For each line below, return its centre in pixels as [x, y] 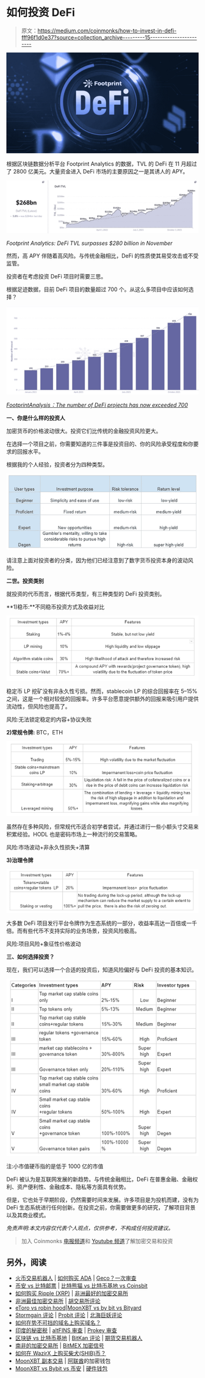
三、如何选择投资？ [31, 957]
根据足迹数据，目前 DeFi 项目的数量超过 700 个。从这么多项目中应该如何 [98, 289]
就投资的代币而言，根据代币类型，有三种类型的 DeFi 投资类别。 [86, 593]
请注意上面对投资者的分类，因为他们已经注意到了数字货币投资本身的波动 [97, 560]
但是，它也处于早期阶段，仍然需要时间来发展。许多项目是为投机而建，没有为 [103, 1200]
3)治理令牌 [20, 860]
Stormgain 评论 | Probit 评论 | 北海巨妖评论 [69, 1315]
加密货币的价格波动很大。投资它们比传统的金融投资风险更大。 [84, 431]
